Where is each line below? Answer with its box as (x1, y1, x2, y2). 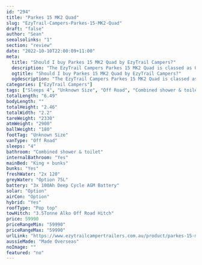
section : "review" (6, 43, 52, 49)
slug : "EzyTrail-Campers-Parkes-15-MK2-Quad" (6, 20, 122, 26)
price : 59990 (6, 216, 39, 222)
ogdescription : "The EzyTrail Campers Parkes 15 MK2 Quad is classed (11, 76, 189, 82)
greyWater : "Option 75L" (6, 177, 69, 183)
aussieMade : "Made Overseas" (6, 238, 79, 245)
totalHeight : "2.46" (6, 104, 58, 110)
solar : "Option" (6, 188, 47, 194)
